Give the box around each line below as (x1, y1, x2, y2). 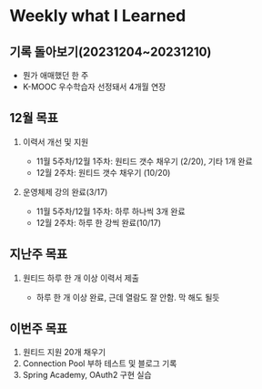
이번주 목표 (9, 321, 68, 337)
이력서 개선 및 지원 (22, 136, 89, 147)
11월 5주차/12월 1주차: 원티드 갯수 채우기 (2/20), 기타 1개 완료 (35, 156, 253, 167)
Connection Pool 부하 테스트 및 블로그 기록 (22, 358, 177, 369)
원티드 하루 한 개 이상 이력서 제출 (22, 272, 139, 283)
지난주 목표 (9, 247, 68, 262)
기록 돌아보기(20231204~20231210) (9, 44, 212, 59)
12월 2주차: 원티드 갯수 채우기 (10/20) (35, 167, 171, 178)
